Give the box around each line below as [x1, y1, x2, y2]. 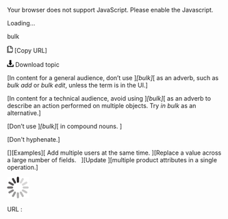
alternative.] [7, 109, 41, 117]
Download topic [14, 61, 60, 68]
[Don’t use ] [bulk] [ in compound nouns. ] [7, 123, 123, 130]
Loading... [7, 19, 36, 27]
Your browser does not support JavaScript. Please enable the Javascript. [7, 6, 214, 14]
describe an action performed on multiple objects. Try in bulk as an [7, 102, 197, 109]
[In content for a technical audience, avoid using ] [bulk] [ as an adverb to [7, 94, 211, 102]
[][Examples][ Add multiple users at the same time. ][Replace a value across [7, 149, 222, 157]
